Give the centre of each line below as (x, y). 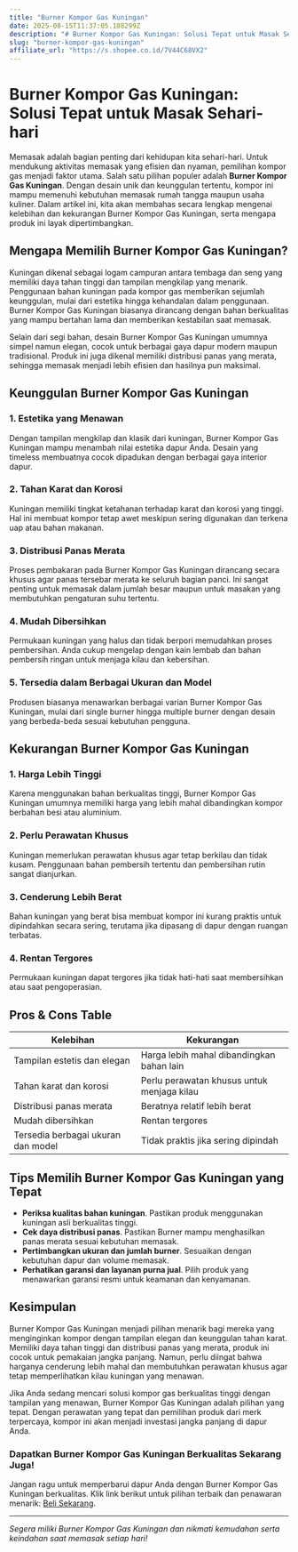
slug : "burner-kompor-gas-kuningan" (77, 42)
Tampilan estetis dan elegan (72, 1061)
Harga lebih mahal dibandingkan (208, 1055)
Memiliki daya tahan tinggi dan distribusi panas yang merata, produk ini (139, 1347)
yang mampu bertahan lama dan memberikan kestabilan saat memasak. (141, 319)
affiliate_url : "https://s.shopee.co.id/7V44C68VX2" (109, 51)
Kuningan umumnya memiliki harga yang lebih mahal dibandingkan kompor (146, 803)
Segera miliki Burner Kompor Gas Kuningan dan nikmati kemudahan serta (145, 1529)
